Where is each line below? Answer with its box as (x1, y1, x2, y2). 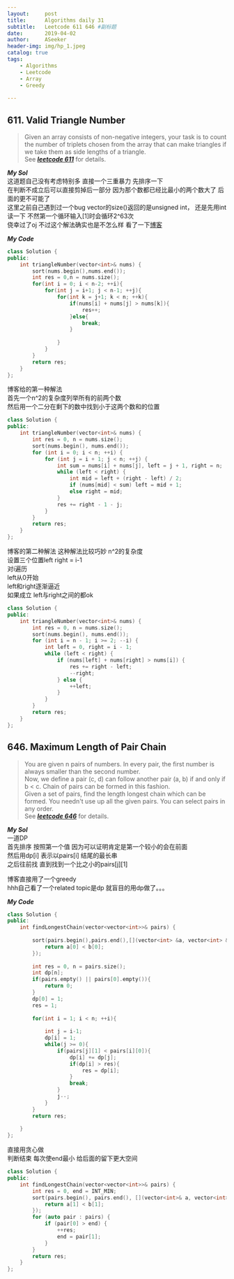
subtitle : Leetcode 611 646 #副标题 (7, 23, 117, 30)
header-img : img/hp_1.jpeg (7, 43, 86, 50)
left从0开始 (7, 573, 39, 582)
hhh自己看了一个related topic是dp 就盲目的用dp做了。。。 (7, 883, 169, 892)
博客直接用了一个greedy (7, 875, 77, 883)
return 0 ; (44, 983, 73, 989)
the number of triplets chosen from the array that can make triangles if (24, 140, 227, 148)
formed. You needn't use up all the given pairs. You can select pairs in (24, 796, 226, 805)
